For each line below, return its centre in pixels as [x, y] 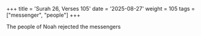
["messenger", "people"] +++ [43, 15]
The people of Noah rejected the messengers [64, 27]
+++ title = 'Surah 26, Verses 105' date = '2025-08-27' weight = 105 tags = [101, 9]
